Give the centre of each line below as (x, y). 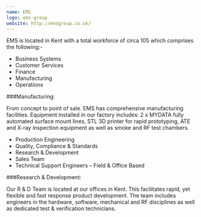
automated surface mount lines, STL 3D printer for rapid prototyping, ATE (98, 121)
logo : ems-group (27, 18)
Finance (25, 72)
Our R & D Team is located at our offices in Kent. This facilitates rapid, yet (98, 189)
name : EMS (19, 12)
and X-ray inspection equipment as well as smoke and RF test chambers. (98, 128)
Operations (29, 85)
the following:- (25, 47)
